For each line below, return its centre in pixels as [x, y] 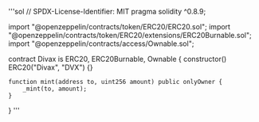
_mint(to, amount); [55, 89]
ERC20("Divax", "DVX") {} [51, 67]
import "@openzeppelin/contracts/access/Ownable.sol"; [101, 44]
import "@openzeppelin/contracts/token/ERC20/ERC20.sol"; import [120, 27]
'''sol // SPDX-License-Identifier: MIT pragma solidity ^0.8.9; [107, 11]
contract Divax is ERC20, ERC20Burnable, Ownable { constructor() [118, 59]
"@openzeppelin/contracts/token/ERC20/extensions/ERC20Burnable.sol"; [130, 35]
